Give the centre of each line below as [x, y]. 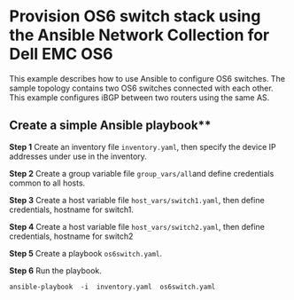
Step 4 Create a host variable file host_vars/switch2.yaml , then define [137, 226]
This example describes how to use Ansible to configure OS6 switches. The [147, 78]
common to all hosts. [47, 183]
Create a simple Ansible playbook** [110, 126]
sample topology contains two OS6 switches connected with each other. [141, 88]
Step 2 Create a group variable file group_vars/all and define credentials [142, 173]
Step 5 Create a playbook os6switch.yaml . [85, 253]
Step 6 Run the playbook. [55, 270]
